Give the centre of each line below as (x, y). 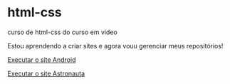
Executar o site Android (42, 59)
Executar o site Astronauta (46, 73)
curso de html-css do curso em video (62, 32)
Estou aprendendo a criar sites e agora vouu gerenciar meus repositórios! (115, 46)
